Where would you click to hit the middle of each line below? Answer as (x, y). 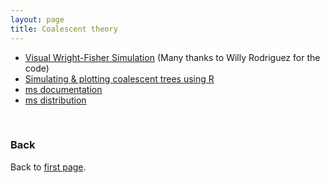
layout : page (37, 19)
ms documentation (63, 89)
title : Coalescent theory (64, 29)
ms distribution (55, 100)
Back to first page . (48, 167)
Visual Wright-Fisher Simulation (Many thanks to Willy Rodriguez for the (172, 57)
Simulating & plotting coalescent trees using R (119, 78)
